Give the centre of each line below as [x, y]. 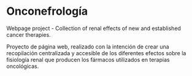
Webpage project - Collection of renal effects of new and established [94, 28]
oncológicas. [23, 66]
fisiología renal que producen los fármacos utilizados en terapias [88, 59]
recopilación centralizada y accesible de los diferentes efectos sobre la [96, 53]
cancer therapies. [29, 34]
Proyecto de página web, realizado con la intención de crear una [88, 47]
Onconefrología [47, 11]
